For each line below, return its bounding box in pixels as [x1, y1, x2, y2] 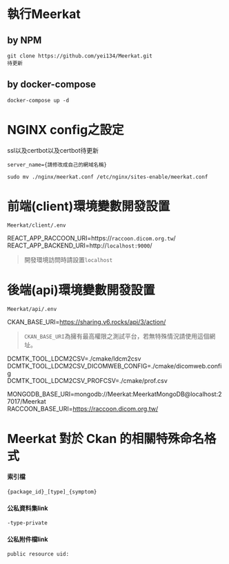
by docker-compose [7, 79, 97, 91]
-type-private [7, 520, 48, 527]
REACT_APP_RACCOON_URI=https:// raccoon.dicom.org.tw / [7, 234, 176, 242]
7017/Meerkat [7, 397, 46, 405]
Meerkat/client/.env [7, 222, 67, 229]
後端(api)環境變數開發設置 [7, 282, 155, 298]
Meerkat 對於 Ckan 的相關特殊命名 [7, 431, 205, 446]
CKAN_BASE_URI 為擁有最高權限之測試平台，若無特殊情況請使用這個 [23, 332, 210, 340]
